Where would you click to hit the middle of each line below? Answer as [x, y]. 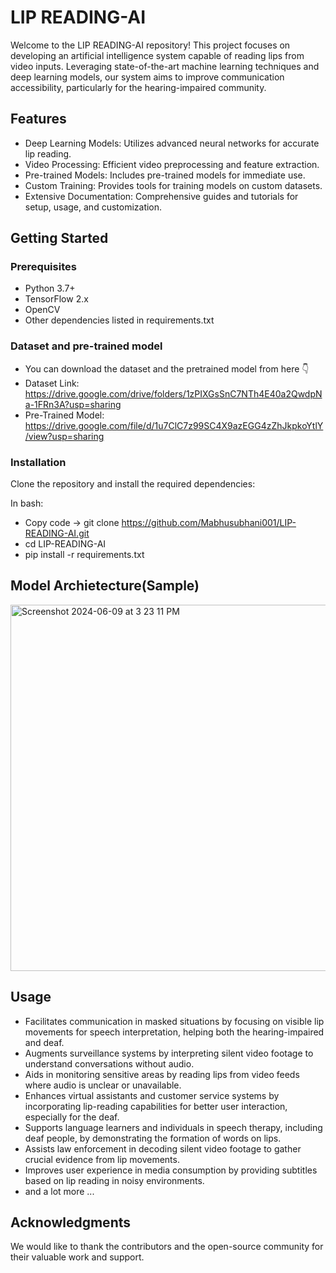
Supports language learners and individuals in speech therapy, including [173, 1127]
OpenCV [42, 310]
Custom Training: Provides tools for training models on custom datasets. [173, 185]
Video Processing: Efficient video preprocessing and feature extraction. [172, 164]
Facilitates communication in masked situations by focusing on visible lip [174, 1021]
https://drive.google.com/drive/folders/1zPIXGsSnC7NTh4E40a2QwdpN [173, 393]
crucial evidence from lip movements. [102, 1159]
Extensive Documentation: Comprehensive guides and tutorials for [161, 196]
